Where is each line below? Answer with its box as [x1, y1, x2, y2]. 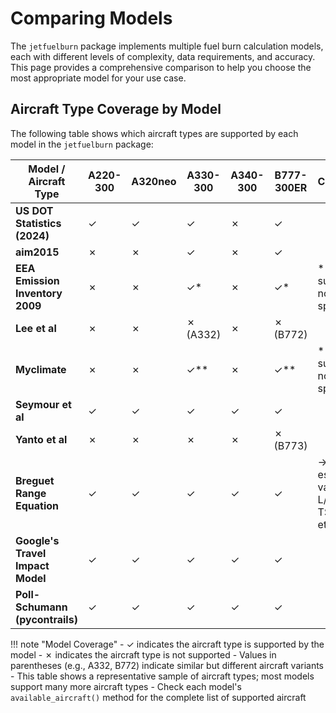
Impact [15, 558, 50, 572]
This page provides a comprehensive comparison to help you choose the [10, 61, 312, 73]
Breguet [15, 473, 55, 487]
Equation [15, 498, 60, 512]
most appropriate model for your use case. [10, 72, 187, 84]
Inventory [15, 286, 63, 300]
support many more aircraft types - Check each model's [10, 680, 242, 692]
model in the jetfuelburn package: [10, 138, 154, 150]
